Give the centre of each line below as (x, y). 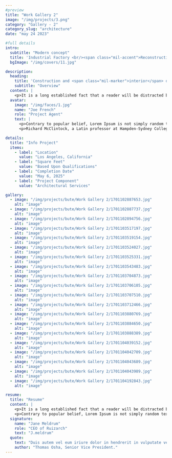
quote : (17, 438)
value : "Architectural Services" (55, 186)
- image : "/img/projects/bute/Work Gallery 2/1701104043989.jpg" (81, 371)
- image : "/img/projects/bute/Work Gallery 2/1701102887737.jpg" (81, 209)
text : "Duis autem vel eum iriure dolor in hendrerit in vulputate (88, 443)
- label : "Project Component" (47, 181)
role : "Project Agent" (39, 114)
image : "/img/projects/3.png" (38, 19)
